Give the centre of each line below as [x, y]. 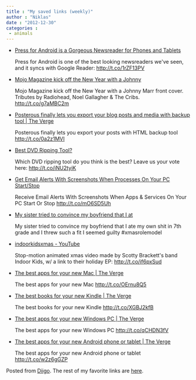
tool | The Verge [34, 121]
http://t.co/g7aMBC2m [42, 103]
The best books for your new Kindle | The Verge [73, 296]
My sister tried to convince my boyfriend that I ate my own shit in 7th [98, 226]
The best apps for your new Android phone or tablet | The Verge [92, 342]
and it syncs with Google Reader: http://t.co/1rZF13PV [79, 68]
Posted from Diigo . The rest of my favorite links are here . [75, 371]
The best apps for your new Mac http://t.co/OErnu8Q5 [81, 284]
